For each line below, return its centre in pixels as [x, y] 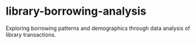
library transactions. [31, 34]
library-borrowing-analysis [76, 11]
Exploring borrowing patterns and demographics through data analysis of [98, 28]
